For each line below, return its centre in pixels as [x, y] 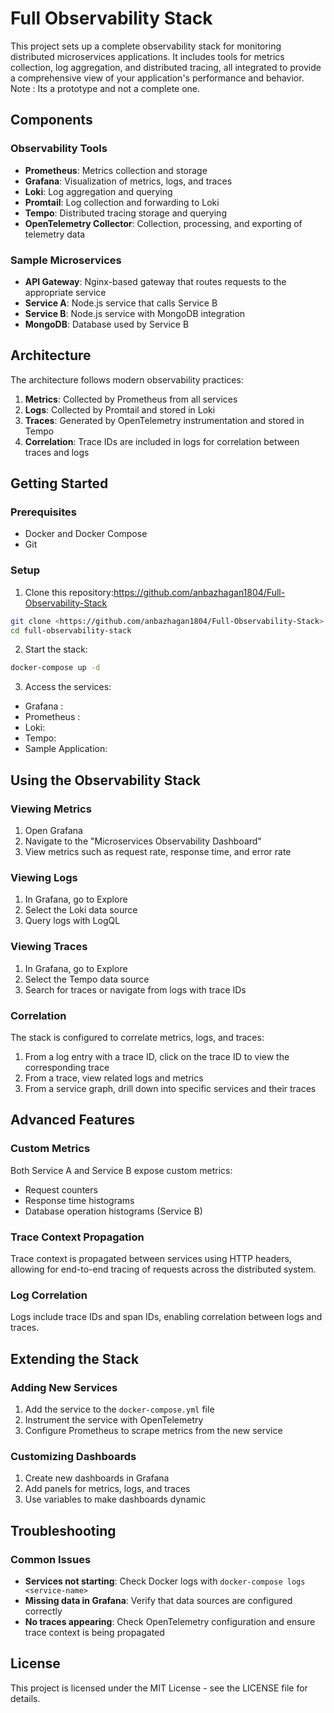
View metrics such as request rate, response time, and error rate [158, 852]
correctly [43, 1611]
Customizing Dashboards [73, 1456]
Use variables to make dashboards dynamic [115, 1499]
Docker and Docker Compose [86, 534]
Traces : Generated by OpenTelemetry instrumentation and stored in [164, 420]
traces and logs [57, 452]
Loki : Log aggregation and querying [98, 191]
